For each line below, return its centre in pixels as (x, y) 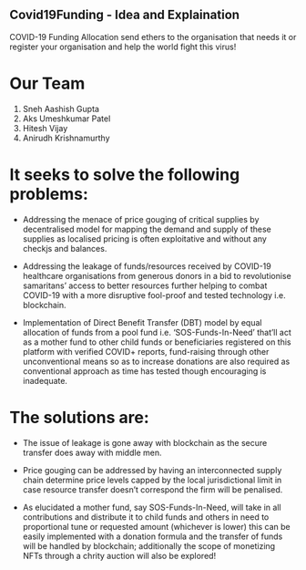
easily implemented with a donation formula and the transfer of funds (153, 536)
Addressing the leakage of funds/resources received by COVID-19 (147, 266)
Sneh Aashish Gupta (61, 109)
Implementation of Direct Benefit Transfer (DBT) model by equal (142, 322)
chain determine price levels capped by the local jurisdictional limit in (152, 480)
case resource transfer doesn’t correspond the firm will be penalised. (153, 489)
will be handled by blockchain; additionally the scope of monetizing (149, 545)
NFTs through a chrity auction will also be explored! (119, 555)
